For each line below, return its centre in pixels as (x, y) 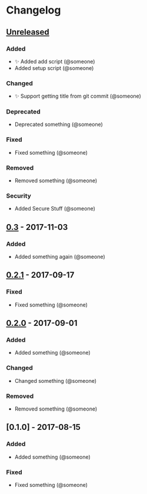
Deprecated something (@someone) (59, 125)
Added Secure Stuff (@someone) (55, 209)
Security (19, 196)
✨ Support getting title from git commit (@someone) (78, 96)
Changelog (34, 10)
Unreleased (28, 32)
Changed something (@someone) (56, 380)
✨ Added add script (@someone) (55, 61)
